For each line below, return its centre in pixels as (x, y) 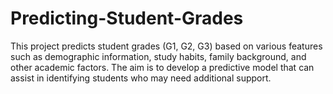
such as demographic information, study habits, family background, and (158, 56)
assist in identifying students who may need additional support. (141, 78)
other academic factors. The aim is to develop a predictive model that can (162, 67)
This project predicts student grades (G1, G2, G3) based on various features (166, 46)
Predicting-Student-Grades (127, 18)
